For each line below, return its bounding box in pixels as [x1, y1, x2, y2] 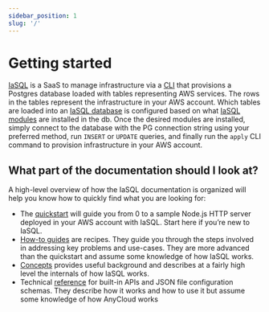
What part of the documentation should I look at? [8, 163, 259, 177]
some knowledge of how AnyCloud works [19, 294, 159, 304]
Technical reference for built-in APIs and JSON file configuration [19, 277, 234, 287]
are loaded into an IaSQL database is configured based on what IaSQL [8, 106, 241, 116]
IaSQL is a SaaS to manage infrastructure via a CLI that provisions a [8, 80, 232, 90]
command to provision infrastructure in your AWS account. [8, 140, 203, 150]
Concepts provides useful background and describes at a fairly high [19, 261, 246, 270]
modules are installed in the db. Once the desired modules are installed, [8, 114, 246, 125]
